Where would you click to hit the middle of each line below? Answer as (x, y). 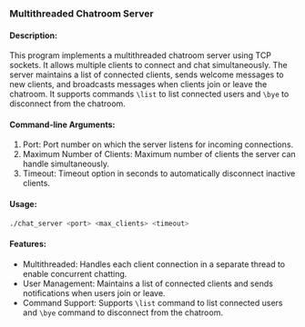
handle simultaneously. (66, 164)
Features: (28, 244)
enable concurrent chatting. (75, 273)
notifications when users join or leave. (94, 292)
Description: (33, 35)
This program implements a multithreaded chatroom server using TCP (140, 55)
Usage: (24, 203)
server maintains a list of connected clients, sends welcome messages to (147, 74)
